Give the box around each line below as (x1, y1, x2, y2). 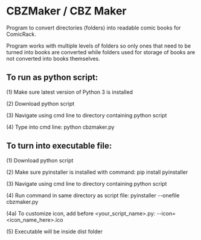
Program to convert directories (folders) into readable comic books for (6, 24, 181, 31)
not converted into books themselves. (6, 55, 101, 62)
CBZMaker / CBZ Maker (6, 4, 127, 18)
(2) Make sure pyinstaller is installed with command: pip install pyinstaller (6, 168, 188, 176)
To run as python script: (6, 72, 98, 82)
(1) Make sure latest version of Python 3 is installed (6, 88, 133, 96)
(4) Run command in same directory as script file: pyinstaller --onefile (6, 191, 180, 199)
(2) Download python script (6, 100, 75, 107)
